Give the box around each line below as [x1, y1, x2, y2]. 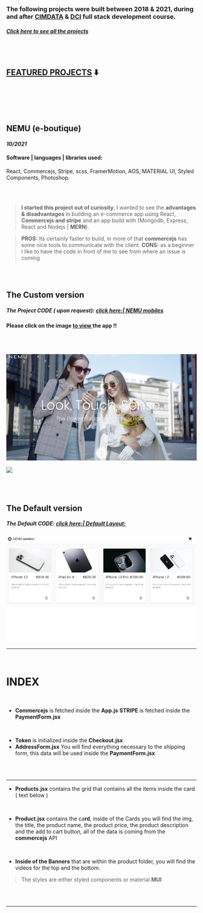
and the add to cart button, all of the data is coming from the [14, 828, 166, 835]
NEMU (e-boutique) [6, 124, 82, 134]
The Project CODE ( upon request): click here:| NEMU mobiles [6, 306, 164, 314]
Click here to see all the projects [6, 27, 89, 35]
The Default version [6, 503, 83, 513]
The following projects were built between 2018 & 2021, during [6, 5, 194, 13]
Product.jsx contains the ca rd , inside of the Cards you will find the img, [14, 815, 193, 822]
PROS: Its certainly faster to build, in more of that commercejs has [21, 235, 187, 242]
